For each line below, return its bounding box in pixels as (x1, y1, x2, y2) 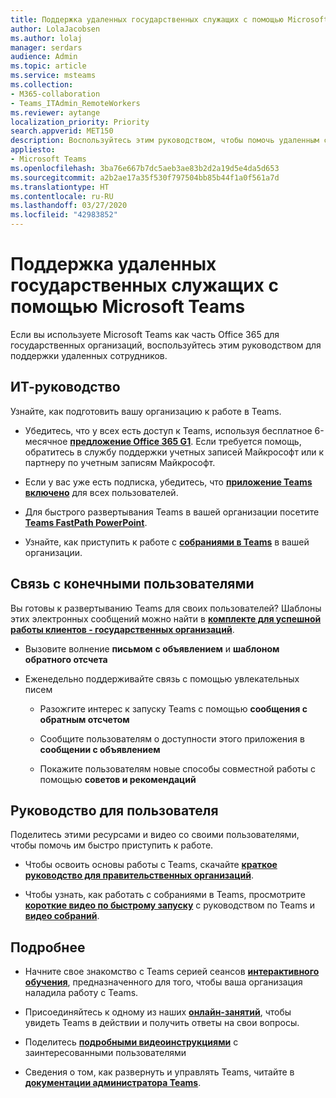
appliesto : (10, 145, 56, 155)
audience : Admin (10, 52, 78, 62)
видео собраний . (24, 910, 100, 922)
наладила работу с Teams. (24, 987, 139, 999)
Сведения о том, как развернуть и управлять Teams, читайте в (24, 1066, 295, 1078)
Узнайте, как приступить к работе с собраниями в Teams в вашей (24, 536, 310, 548)
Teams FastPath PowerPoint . (24, 516, 148, 528)
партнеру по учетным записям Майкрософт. (24, 456, 216, 468)
